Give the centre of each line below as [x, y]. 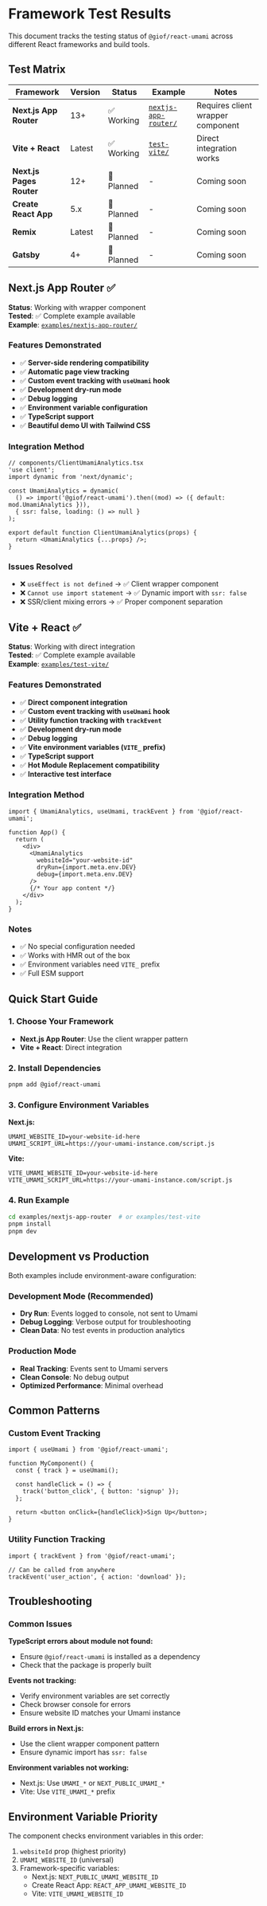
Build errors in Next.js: [46, 1728]
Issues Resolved [41, 567]
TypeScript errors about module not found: [81, 1641]
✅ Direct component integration [74, 702]
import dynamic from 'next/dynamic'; [71, 477]
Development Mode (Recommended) [81, 1296]
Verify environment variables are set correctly [95, 1696]
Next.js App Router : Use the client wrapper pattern [104, 1039]
